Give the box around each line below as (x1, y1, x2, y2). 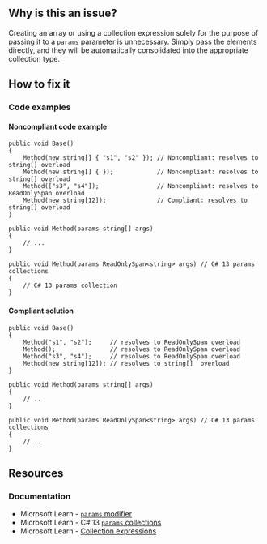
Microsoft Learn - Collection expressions (19, 526, 157, 536)
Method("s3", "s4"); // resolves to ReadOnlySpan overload (23, 352, 241, 360)
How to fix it (8, 77, 70, 92)
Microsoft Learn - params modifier (19, 509, 132, 519)
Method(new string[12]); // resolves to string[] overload (23, 359, 230, 367)
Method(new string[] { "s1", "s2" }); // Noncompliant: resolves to (23, 154, 259, 162)
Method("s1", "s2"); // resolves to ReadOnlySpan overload (23, 338, 241, 346)
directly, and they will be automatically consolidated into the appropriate (8, 45, 249, 55)
